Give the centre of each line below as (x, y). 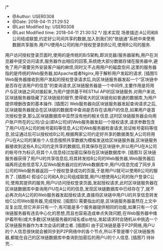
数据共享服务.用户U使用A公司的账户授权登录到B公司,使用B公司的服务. (82, 45)
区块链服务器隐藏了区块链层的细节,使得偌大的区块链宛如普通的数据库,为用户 (81, 98)
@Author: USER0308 (33, 16)
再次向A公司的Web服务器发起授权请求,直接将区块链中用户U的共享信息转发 (83, 195)
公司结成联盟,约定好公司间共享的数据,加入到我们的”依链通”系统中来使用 (83, 39)
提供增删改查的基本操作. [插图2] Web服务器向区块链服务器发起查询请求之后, (81, 104)
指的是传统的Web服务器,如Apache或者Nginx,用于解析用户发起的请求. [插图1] (81, 73)
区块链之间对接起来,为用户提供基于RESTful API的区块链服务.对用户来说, (85, 91)
